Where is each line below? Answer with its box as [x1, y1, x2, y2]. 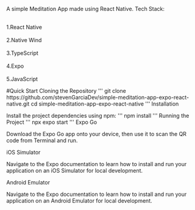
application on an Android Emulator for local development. [6, 197, 152, 204]
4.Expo [6, 62, 24, 70]
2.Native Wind [6, 37, 42, 43]
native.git [6, 100, 30, 107]
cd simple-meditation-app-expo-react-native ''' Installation [30, 100, 179, 107]
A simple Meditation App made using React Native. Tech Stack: [6, 5, 165, 12]
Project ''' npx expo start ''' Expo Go [6, 118, 97, 126]
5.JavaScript [6, 76, 38, 82]
